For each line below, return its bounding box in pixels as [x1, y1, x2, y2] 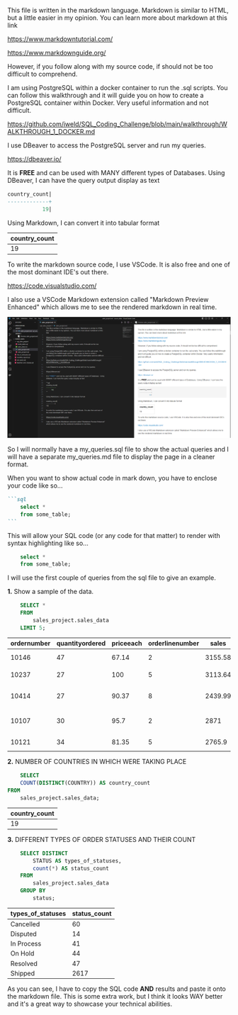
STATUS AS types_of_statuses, [33, 857, 122, 864]
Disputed [10, 929, 37, 938]
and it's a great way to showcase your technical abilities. [7, 999, 172, 1009]
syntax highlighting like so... [7, 539, 89, 547]
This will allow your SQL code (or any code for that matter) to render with [7, 531, 221, 539]
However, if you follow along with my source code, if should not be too [7, 62, 214, 70]
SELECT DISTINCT [20, 850, 69, 857]
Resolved [10, 959, 38, 968]
